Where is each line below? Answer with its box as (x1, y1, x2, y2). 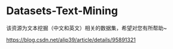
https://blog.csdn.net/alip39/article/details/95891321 (6, 36, 136, 43)
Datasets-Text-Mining (6, 4, 119, 18)
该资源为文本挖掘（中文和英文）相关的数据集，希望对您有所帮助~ (6, 24, 168, 31)
